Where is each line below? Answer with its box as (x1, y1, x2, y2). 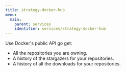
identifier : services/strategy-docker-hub (14, 26, 106, 31)
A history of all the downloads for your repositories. (12, 61, 121, 67)
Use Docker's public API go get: (5, 40, 72, 46)
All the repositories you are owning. (12, 50, 88, 56)
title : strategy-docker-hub (5, 7, 65, 13)
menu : (5, 12, 17, 17)
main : (10, 17, 22, 22)
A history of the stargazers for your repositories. (12, 55, 114, 61)
